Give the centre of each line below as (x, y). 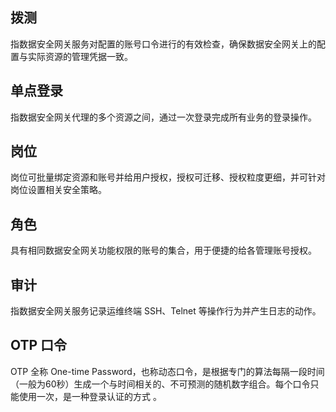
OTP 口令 (39, 345)
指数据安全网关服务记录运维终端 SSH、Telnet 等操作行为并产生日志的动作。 (166, 311)
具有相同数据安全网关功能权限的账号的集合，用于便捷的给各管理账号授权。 (163, 250)
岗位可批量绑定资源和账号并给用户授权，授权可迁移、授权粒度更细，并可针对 (168, 177)
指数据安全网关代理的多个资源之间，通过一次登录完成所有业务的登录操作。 (163, 117)
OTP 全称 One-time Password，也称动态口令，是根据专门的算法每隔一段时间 (167, 371)
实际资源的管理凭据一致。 (80, 56)
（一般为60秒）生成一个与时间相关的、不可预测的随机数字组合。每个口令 (160, 384)
